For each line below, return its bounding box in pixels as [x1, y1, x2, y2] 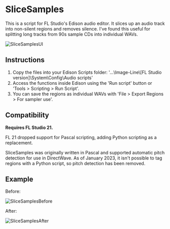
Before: [5, 188, 21, 194]
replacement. [5, 140, 33, 146]
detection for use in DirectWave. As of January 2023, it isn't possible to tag [5, 155, 162, 161]
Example [5, 175, 33, 183]
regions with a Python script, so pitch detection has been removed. [5, 160, 146, 166]
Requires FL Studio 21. [5, 124, 53, 130]
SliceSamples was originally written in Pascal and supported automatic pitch [5, 149, 165, 155]
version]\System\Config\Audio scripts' [12, 75, 93, 81]
